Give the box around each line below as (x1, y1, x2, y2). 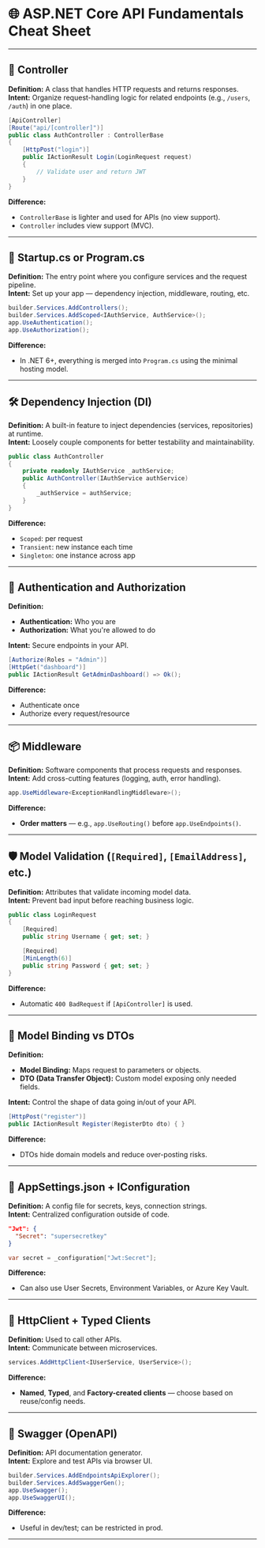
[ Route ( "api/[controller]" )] (8, 123, 104, 131)
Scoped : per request (19, 533, 83, 543)
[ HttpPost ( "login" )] (22, 146, 90, 154)
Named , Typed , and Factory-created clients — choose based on (19, 1388, 233, 1398)
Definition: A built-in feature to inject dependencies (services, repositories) (8, 420, 254, 430)
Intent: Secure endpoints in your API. (8, 641, 129, 650)
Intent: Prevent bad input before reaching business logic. (8, 895, 195, 905)
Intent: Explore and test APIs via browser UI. (8, 1456, 153, 1466)
